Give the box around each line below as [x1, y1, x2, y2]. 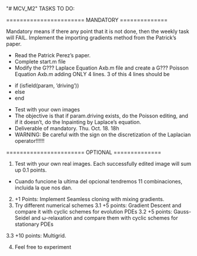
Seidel [14, 215, 31, 221]
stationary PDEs [14, 221, 54, 228]
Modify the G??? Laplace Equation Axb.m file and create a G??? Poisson [14, 64, 189, 71]
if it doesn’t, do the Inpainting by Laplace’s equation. [14, 119, 141, 126]
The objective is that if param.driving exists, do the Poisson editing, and [14, 112, 188, 119]
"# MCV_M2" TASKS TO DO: [6, 5, 75, 12]
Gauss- [173, 208, 192, 215]
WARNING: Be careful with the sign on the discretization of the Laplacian [14, 131, 191, 138]
